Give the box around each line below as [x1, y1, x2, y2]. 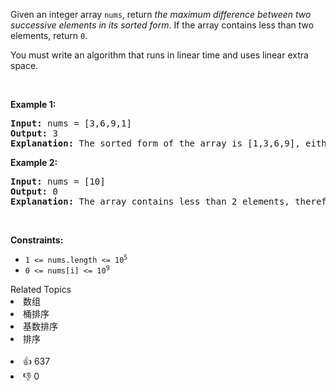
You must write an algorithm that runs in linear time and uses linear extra [10, 49, 309, 61]
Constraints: [10, 234, 64, 246]
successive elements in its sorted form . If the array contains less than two [10, 19, 315, 31]
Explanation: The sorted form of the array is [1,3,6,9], [10, 138, 301, 149]
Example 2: [10, 157, 58, 168]
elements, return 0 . [10, 30, 88, 41]
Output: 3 [10, 128, 58, 139]
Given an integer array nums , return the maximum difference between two [10, 9, 312, 20]
